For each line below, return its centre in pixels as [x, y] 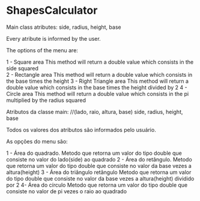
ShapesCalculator [52, 10]
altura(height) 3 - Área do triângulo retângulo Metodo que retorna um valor [99, 172]
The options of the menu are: [42, 50]
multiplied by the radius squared [46, 100]
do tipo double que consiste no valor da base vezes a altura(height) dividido [100, 178]
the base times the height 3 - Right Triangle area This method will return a [98, 81]
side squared [23, 68]
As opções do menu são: [37, 141]
